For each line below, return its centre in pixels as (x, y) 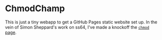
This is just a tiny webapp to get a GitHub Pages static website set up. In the (81, 22)
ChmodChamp (35, 9)
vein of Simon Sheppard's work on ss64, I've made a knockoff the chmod (77, 27)
